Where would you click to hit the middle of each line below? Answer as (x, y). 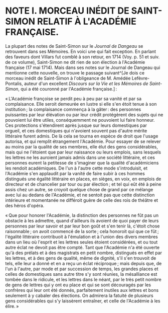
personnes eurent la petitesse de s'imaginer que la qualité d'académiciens (82, 163)
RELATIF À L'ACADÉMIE (87, 21)
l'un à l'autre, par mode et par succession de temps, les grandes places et (82, 269)
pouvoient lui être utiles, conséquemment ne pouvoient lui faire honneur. (80, 120)
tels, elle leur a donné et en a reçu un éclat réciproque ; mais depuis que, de (83, 263)
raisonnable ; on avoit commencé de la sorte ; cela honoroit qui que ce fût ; (82, 231)
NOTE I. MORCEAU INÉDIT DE (67, 11)
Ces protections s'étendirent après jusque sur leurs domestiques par (76, 125)
